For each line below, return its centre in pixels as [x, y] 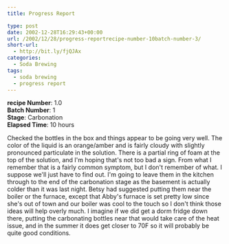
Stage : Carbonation [35, 118]
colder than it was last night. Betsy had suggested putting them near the [109, 189]
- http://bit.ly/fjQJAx [47, 52]
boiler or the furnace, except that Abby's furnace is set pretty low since [108, 197]
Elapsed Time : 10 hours [41, 125]
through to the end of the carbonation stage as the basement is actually [109, 182]
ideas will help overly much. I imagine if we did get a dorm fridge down [108, 211]
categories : [24, 58]
